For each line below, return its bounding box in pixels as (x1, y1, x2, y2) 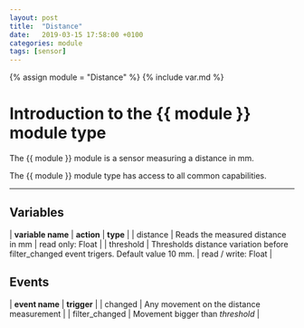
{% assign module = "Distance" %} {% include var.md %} (9, 72, 224, 82)
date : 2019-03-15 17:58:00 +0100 (9, 30, 144, 39)
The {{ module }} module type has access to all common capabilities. (9, 170, 267, 181)
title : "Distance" (9, 22, 83, 31)
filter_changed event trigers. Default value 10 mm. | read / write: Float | (9, 248, 273, 259)
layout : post (9, 13, 59, 23)
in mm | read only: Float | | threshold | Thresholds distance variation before (9, 238, 289, 249)
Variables (9, 205, 65, 220)
